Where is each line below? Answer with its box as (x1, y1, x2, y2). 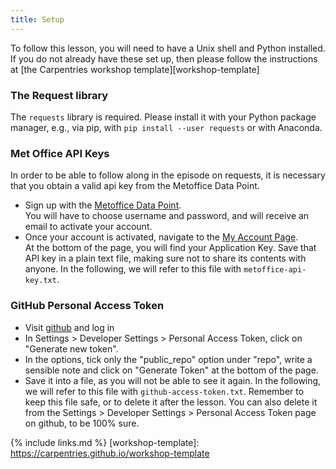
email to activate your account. (24, 221, 153, 233)
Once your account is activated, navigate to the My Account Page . (24, 231, 299, 243)
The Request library (10, 88, 109, 102)
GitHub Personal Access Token (10, 299, 165, 313)
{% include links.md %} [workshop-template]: (10, 436, 200, 448)
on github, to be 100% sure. (24, 417, 140, 429)
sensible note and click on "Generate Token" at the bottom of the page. (24, 364, 319, 376)
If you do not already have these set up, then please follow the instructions (10, 52, 318, 65)
